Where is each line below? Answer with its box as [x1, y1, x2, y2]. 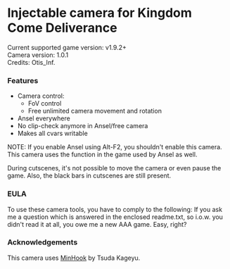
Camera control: [17, 92, 65, 100]
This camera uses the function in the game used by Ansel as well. [7, 150, 198, 159]
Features [7, 75, 39, 85]
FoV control [27, 99, 62, 108]
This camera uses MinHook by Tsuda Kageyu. [7, 254, 141, 262]
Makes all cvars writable [17, 129, 88, 138]
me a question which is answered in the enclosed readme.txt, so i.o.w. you [7, 213, 224, 221]
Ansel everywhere [17, 114, 70, 123]
